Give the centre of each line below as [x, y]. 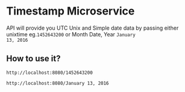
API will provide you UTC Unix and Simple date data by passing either [92, 28]
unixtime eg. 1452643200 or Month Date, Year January [71, 34]
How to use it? [33, 59]
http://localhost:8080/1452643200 [50, 73]
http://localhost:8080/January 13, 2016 [58, 83]
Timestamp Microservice [71, 11]
